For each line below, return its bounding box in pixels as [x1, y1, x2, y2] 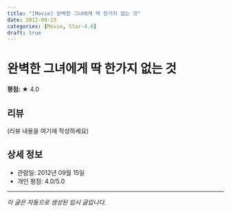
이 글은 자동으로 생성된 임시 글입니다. [7, 198, 107, 206]
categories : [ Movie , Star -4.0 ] [7, 23, 97, 30]
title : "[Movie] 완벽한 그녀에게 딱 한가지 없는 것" [7, 10, 141, 17]
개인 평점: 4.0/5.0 [16, 177, 65, 185]
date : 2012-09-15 [7, 17, 57, 23]
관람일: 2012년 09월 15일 [16, 168, 85, 176]
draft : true [7, 29, 41, 36]
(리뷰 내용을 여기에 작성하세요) [7, 127, 89, 135]
